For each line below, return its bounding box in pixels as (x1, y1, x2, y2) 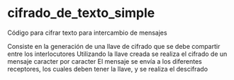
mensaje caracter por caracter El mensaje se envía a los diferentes (7, 57, 202, 65)
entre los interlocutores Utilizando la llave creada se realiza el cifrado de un (7, 50, 228, 58)
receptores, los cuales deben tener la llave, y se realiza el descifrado (7, 64, 208, 73)
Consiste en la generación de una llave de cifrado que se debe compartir (7, 42, 221, 50)
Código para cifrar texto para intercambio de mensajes (7, 28, 168, 37)
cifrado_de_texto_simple (7, 5, 155, 21)
